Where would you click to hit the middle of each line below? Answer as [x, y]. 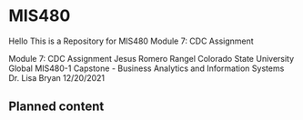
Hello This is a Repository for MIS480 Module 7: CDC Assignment [131, 41]
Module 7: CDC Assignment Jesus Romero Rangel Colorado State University [151, 58]
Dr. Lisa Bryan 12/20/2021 [57, 77]
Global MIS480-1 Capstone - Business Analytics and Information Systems [146, 68]
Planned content [56, 107]
